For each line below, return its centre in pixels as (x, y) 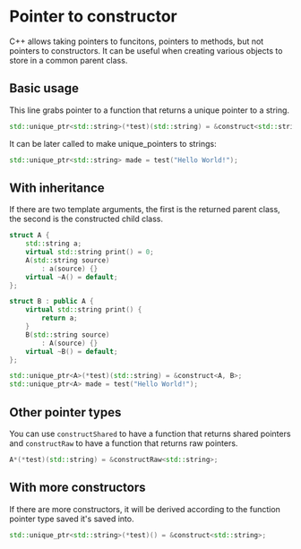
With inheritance (57, 188)
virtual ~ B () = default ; (72, 351)
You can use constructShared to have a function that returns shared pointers (150, 433)
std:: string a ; (54, 244)
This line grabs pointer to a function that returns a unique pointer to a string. (149, 110)
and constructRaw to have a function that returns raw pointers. (124, 443)
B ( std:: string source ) (68, 335)
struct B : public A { (52, 302)
